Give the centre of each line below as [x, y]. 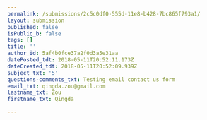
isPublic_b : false [34, 34]
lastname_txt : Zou [34, 92]
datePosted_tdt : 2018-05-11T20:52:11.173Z [71, 60]
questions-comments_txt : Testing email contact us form [91, 79]
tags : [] [20, 40]
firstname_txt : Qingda [41, 100]
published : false [33, 27]
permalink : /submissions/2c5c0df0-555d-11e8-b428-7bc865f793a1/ [104, 14]
